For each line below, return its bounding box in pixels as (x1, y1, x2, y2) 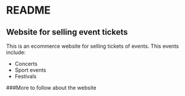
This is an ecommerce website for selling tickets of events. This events (6, 42, 179, 49)
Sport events (14, 67, 46, 74)
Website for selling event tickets (6, 27, 128, 37)
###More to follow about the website (6, 84, 97, 91)
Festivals (14, 73, 37, 80)
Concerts (14, 60, 38, 67)
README (6, 4, 51, 17)
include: (6, 49, 26, 56)
